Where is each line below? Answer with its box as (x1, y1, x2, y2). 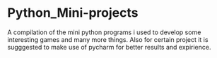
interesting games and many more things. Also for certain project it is (7, 35, 209, 43)
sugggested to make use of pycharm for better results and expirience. (7, 43, 211, 51)
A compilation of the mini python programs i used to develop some (7, 28, 201, 36)
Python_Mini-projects (7, 5, 139, 21)
